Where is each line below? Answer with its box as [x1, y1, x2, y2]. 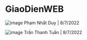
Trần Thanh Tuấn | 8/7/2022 [24, 29, 82, 35]
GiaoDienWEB [5, 3, 64, 15]
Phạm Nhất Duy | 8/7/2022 [24, 20, 79, 26]
